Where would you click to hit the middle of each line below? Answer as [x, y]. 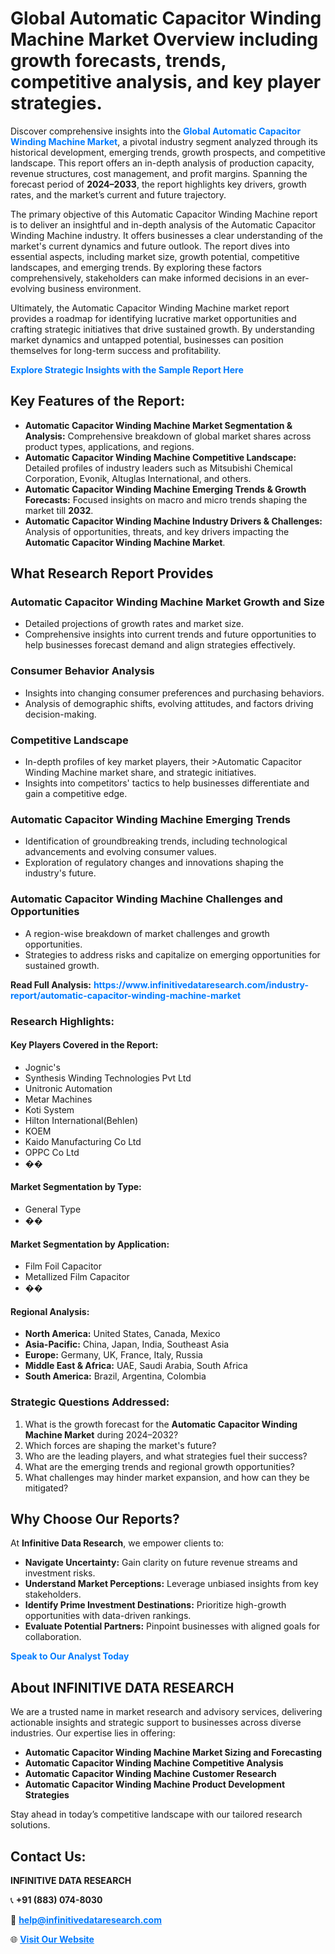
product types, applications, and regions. [109, 446]
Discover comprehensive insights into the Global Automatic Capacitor [156, 131]
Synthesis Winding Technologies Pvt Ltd [108, 1078]
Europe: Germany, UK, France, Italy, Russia [113, 1355]
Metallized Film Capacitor [77, 1277]
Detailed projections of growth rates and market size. [134, 624]
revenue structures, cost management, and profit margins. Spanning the [159, 173]
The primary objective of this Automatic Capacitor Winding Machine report [164, 214]
